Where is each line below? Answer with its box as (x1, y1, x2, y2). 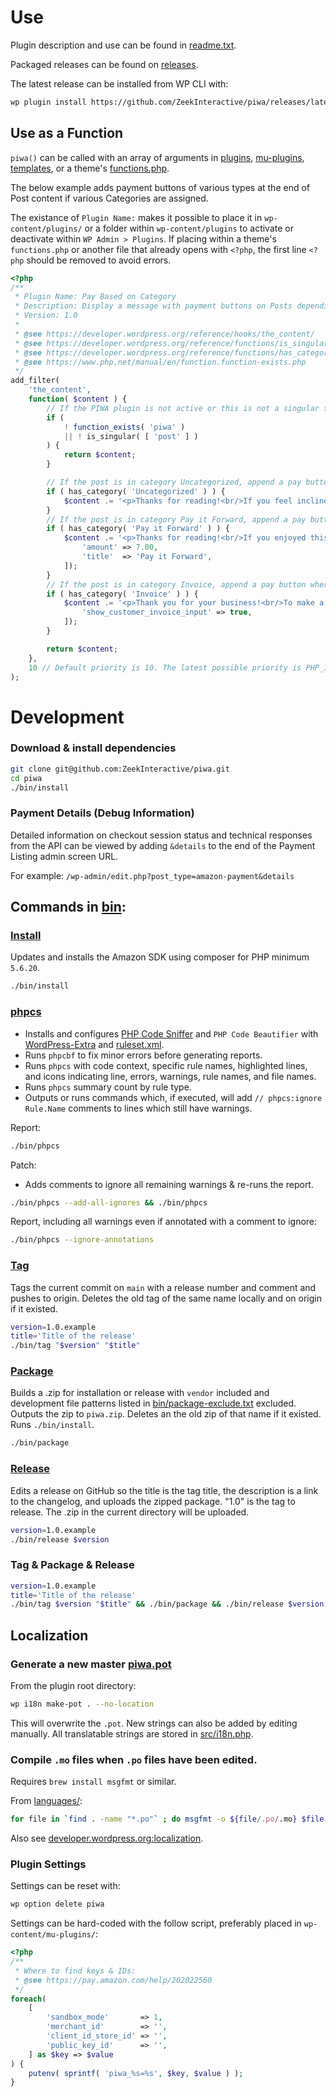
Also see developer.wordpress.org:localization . (10, 1832, 204, 1845)
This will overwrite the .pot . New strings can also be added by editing (10, 1717, 298, 1729)
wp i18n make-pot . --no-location (10, 1699, 155, 1710)
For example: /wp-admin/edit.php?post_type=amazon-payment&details (10, 869, 295, 881)
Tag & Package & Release (10, 1558, 135, 1572)
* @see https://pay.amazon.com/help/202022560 (14, 1975, 213, 1985)
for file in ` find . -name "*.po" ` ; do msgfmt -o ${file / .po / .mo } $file (10, 1814, 325, 1825)
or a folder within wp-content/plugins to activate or (84, 222, 294, 234)
